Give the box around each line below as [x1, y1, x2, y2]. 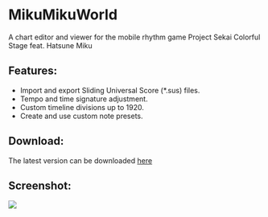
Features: [8, 64, 58, 78]
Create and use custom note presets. [19, 111, 143, 121]
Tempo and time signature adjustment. [19, 94, 148, 104]
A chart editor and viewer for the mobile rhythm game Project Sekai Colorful [8, 32, 261, 42]
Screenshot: [8, 178, 72, 192]
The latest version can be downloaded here [8, 155, 153, 166]
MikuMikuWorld [8, 6, 118, 24]
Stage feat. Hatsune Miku [8, 40, 93, 50]
